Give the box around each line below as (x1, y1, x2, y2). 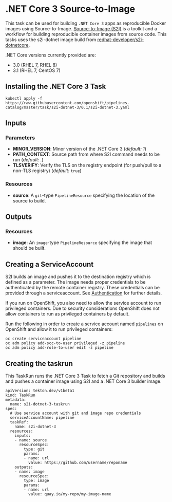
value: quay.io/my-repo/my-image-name (28, 492, 111, 497)
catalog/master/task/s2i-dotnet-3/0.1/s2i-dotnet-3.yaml (5, 105, 130, 110)
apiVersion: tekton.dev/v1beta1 (5, 388, 74, 394)
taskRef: (10, 420, 29, 425)
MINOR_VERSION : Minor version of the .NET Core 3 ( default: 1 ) (12, 146, 147, 152)
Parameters (5, 134, 35, 141)
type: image (24, 478, 50, 484)
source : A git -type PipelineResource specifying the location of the (12, 192, 155, 198)
